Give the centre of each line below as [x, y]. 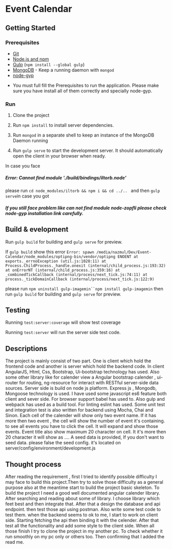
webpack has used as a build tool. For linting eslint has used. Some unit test [85, 405]
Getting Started [30, 28]
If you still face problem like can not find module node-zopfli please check [86, 208]
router [12, 383]
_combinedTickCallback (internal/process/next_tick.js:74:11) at [76, 274]
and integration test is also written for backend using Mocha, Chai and [79, 410]
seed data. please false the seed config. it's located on [63, 443]
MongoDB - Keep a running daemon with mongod [63, 70]
